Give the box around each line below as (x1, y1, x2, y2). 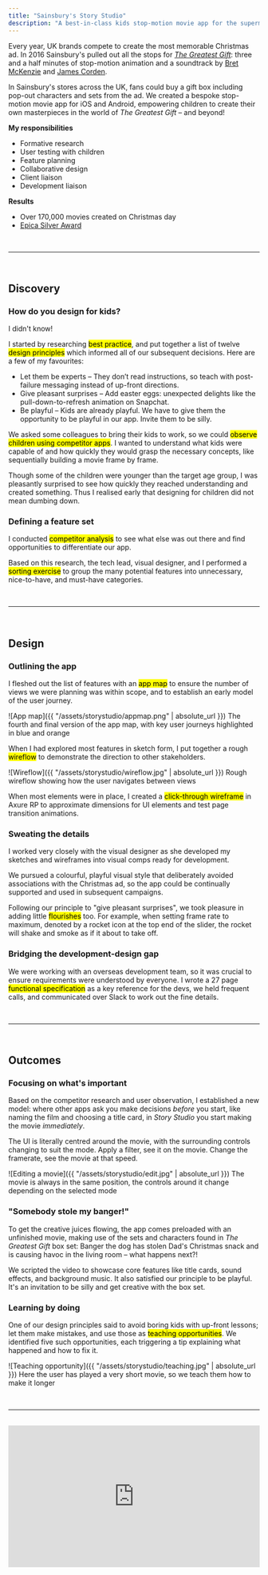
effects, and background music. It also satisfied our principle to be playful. (8, 1273, 253, 1283)
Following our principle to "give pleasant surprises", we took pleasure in (8, 903, 245, 913)
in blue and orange (8, 728, 70, 738)
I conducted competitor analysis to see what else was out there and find (8, 534, 246, 544)
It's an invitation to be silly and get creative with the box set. (8, 1282, 206, 1291)
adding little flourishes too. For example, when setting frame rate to (8, 911, 230, 921)
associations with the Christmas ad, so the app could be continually (8, 879, 231, 889)
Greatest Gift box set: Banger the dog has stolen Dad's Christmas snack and (8, 1241, 259, 1251)
